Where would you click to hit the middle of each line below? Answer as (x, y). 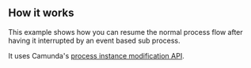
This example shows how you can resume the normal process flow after (125, 32)
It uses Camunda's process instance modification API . (96, 55)
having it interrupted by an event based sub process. (94, 40)
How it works (41, 13)
